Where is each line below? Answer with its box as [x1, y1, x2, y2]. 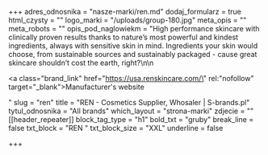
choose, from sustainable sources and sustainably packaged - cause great [8, 50, 258, 59]
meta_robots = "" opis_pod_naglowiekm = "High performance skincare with [8, 24, 260, 33]
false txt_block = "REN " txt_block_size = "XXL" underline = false [8, 124, 224, 133]
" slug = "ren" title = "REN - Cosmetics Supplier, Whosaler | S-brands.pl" [8, 98, 250, 107]
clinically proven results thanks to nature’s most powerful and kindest [8, 32, 239, 42]
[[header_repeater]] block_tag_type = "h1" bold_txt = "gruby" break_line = [8, 115, 254, 124]
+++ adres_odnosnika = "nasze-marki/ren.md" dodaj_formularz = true [8, 7, 242, 16]
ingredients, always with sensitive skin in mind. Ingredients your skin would [8, 41, 258, 51]
